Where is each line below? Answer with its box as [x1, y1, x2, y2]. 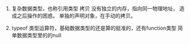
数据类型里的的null [16, 32, 62, 39]
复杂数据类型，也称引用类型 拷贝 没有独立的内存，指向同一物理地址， [11, 5, 178, 12]
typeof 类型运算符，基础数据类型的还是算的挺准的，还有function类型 [11, 25, 177, 31]
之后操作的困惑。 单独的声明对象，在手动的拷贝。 [16, 12, 136, 19]
